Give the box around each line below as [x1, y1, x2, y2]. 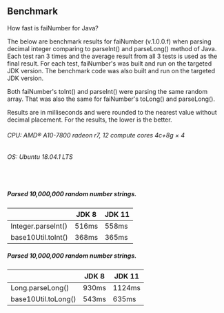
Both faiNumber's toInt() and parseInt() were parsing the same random [7, 87, 208, 95]
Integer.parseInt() [10, 221, 68, 231]
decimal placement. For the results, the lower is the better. [7, 115, 172, 124]
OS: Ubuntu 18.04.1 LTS [7, 153, 74, 161]
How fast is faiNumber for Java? [7, 23, 99, 32]
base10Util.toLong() [10, 294, 77, 303]
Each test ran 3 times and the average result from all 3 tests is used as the [7, 52, 218, 60]
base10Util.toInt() [10, 232, 68, 242]
